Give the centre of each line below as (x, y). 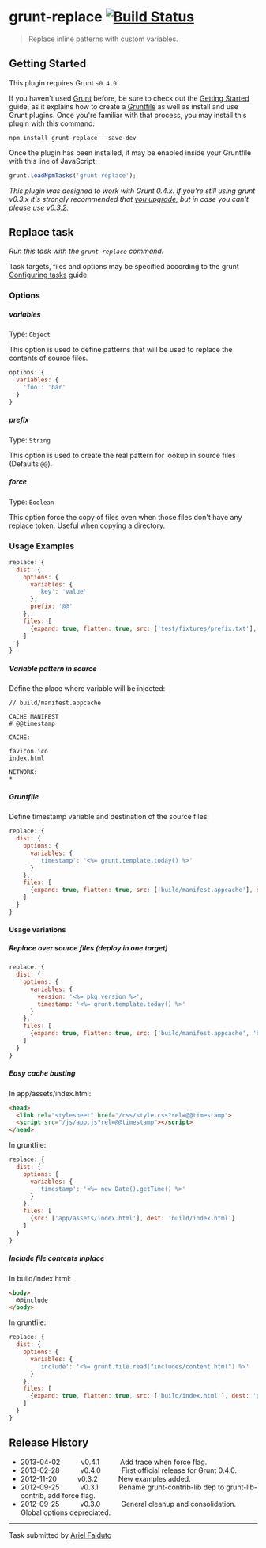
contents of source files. (49, 358)
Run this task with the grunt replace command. (86, 251)
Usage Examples (42, 546)
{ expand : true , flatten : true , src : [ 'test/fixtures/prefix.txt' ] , (143, 628)
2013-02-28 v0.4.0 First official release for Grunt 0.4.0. (129, 1470)
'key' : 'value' (62, 592)
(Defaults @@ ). (31, 464)
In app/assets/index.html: (50, 1093)
